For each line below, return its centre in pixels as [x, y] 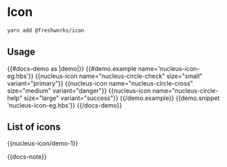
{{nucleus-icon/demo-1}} [43, 144]
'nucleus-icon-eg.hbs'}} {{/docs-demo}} [65, 105]
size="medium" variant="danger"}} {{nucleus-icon [79, 90]
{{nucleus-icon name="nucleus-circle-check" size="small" [119, 76]
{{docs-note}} [27, 157]
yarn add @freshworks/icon [46, 30]
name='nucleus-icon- [169, 68]
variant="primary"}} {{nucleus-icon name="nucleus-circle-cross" [100, 83]
